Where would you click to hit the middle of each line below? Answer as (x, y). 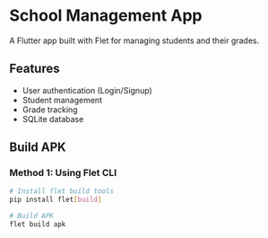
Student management (62, 100)
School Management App (106, 16)
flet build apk (38, 225)
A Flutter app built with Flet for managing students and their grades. (134, 40)
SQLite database (53, 119)
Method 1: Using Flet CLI (63, 173)
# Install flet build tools (62, 191)
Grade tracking (50, 110)
